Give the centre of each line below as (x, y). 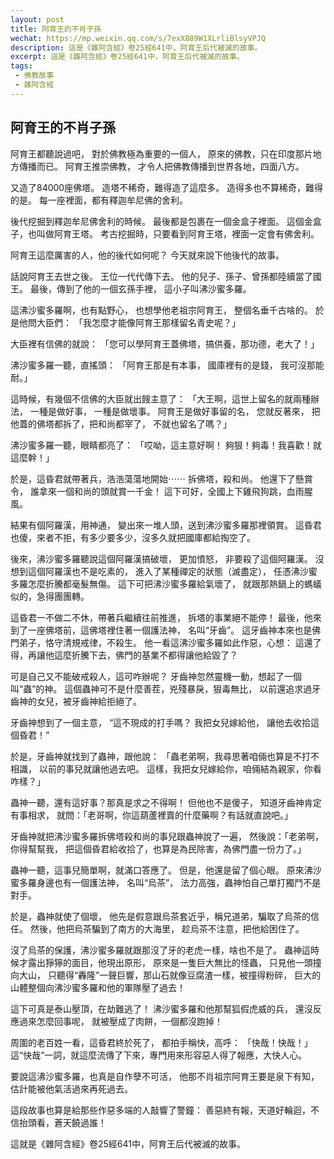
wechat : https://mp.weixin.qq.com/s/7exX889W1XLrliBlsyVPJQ (138, 38)
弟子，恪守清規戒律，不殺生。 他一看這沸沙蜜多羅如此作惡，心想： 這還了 (170, 642)
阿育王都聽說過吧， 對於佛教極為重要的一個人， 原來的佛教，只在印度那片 (161, 153)
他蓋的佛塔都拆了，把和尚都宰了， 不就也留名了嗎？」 (121, 423)
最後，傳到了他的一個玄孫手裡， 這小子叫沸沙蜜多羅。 (140, 288)
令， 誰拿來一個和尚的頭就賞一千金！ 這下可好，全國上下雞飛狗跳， (148, 491)
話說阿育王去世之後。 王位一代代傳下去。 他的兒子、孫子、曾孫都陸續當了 (161, 276)
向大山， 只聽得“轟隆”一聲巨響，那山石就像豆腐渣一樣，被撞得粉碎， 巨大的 (166, 975)
